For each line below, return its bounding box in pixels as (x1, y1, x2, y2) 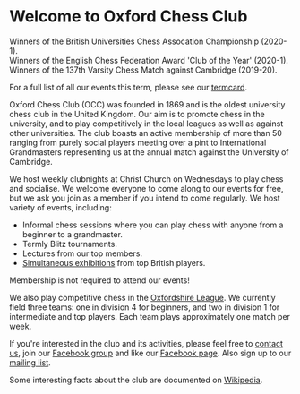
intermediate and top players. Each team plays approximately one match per (9, 311, 291, 321)
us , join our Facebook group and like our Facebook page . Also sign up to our (9, 347, 292, 358)
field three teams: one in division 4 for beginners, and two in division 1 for (9, 302, 280, 313)
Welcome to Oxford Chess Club (9, 6, 248, 27)
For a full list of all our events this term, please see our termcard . (9, 81, 248, 92)
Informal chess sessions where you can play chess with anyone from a (21, 219, 284, 230)
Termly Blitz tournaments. (21, 238, 118, 249)
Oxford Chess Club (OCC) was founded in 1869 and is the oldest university (9, 98, 286, 109)
